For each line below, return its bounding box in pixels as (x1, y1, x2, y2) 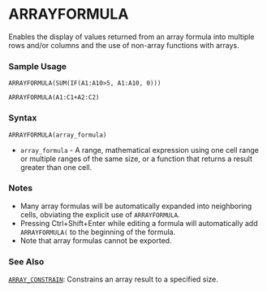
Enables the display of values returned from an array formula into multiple (8, 32, 255, 41)
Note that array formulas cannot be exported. (19, 235, 172, 245)
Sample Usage (8, 60, 67, 72)
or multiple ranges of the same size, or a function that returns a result (19, 154, 253, 163)
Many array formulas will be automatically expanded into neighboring (19, 201, 252, 211)
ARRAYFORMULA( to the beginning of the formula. (19, 227, 176, 237)
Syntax (8, 112, 37, 124)
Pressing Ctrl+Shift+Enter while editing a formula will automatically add (19, 218, 258, 228)
